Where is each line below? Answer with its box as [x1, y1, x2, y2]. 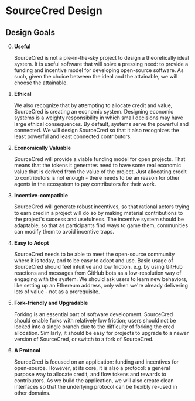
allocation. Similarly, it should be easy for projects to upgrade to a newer [13, 330, 189, 336]
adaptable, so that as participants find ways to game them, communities [13, 222, 189, 229]
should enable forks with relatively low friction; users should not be [13, 317, 176, 324]
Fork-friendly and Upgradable [13, 300, 88, 306]
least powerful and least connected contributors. [13, 133, 132, 140]
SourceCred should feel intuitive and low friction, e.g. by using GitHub [13, 263, 183, 270]
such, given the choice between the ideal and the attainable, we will [13, 73, 178, 80]
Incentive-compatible [13, 192, 69, 198]
